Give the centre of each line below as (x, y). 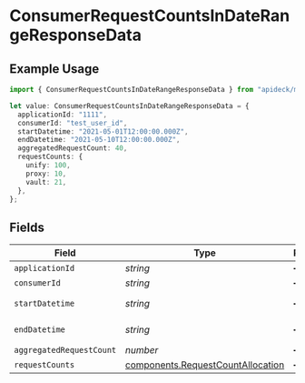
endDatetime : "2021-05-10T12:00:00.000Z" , (99, 140)
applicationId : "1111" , (62, 115)
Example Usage (54, 69)
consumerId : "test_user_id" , (73, 123)
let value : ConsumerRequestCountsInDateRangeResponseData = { (129, 106)
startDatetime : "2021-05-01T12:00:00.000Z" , (103, 131)
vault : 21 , (46, 182)
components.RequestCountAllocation (205, 365)
